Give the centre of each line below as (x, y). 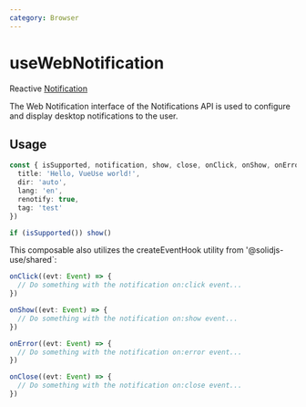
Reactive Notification (49, 89)
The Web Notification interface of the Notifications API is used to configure (150, 106)
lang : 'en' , (41, 191)
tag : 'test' (41, 208)
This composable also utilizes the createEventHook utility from (127, 250)
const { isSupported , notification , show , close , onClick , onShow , (140, 165)
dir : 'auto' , (42, 183)
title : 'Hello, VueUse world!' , (79, 174)
